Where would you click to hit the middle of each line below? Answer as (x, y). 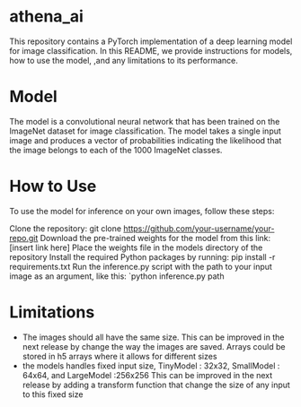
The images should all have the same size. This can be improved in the (153, 337)
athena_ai (46, 17)
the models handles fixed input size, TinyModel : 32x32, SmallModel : (151, 366)
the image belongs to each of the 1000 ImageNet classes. (116, 150)
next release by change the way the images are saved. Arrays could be (154, 346)
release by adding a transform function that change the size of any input (156, 385)
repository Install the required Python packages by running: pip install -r (142, 256)
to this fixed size (53, 394)
